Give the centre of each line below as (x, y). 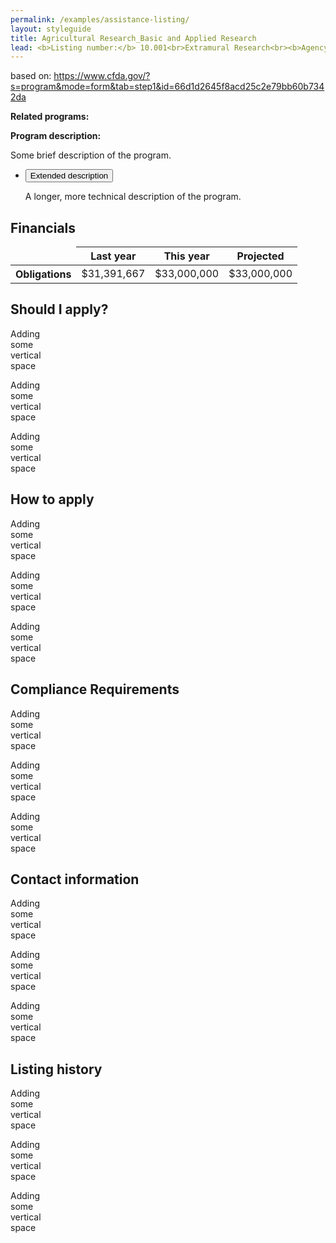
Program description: (56, 136)
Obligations (43, 274)
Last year (113, 256)
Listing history (56, 1069)
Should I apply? (59, 309)
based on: (31, 76)
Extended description (69, 176)
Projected (260, 256)
